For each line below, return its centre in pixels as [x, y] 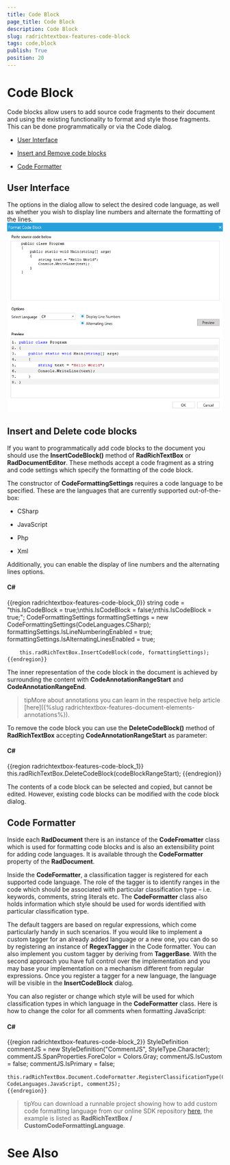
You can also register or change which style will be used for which [101, 996]
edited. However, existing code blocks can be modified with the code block [113, 794]
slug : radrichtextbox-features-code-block [68, 36]
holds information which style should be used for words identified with [106, 904]
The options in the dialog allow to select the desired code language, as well [113, 204]
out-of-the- [205, 490]
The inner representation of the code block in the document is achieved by [112, 672]
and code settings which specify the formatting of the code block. [100, 470]
